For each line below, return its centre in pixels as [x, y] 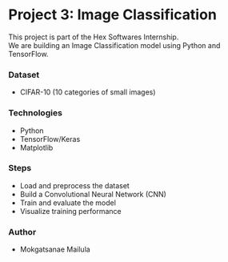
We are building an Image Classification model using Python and [114, 45]
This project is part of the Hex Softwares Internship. [94, 37]
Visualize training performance [70, 211]
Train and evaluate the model [68, 203]
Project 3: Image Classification [113, 15]
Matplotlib [36, 147]
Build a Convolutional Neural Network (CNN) [93, 194]
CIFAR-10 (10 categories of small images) [88, 92]
